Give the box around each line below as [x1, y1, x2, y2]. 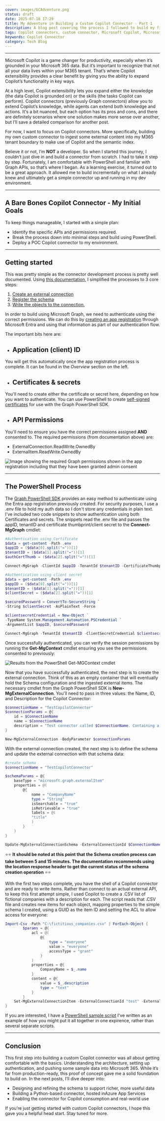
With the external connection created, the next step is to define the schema [5, 745, 158, 751]
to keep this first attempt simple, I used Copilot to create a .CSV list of [5, 891, 146, 897]
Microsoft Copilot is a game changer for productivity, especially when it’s [5, 57, 153, 63]
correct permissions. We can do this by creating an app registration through [5, 317, 159, 323]
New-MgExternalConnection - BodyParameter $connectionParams [5, 737, 131, 741]
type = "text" [40, 985, 69, 990]
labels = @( [31, 810, 56, 815]
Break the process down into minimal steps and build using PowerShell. [12, 234, 157, 240]
